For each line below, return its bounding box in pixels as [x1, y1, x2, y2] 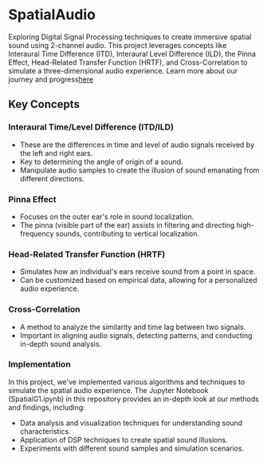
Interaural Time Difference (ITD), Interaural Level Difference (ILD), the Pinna [8, 49, 257, 58]
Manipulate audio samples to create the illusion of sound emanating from [19, 165, 260, 175]
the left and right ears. [19, 148, 93, 157]
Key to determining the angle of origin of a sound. [19, 157, 183, 166]
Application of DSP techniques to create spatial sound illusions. [19, 435, 229, 444]
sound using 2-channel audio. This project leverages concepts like [8, 40, 227, 50]
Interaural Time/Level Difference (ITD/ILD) [8, 121, 174, 133]
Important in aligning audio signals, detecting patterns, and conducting [19, 330, 253, 340]
